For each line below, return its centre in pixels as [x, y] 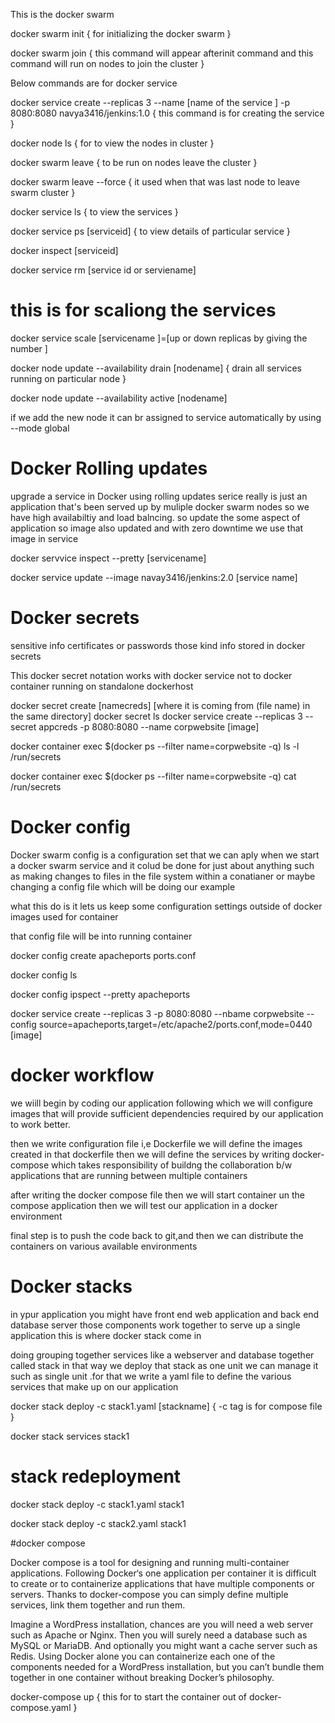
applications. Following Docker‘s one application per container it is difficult [163, 1573]
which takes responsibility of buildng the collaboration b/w [172, 1165]
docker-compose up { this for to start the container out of [129, 1696]
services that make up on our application [94, 1386]
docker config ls [44, 975]
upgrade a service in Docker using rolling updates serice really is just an [159, 496]
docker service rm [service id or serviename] [103, 270]
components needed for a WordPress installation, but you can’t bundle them [167, 1666]
